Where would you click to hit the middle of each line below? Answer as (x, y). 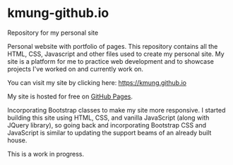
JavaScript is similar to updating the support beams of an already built (109, 132)
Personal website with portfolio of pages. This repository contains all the (113, 46)
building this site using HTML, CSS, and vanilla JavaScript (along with (108, 118)
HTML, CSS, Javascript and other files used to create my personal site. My (116, 54)
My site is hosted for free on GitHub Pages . (70, 96)
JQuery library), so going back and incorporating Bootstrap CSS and (107, 125)
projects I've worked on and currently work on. (75, 69)
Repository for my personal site (53, 33)
